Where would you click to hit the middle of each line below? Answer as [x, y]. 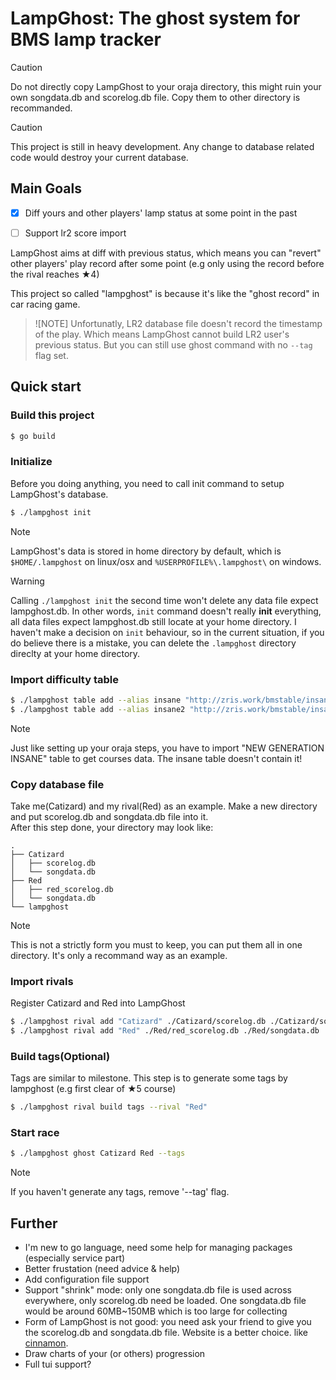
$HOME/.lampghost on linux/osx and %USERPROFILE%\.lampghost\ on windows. [166, 561]
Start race [35, 1133]
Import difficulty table [64, 679]
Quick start [46, 387]
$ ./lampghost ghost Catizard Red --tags [98, 1153]
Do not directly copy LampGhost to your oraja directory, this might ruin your [166, 86]
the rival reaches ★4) [55, 274]
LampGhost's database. [59, 494]
